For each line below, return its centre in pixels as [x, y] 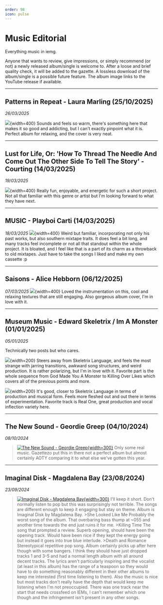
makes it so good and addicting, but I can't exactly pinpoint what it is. [74, 129]
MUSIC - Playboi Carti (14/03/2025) [60, 221]
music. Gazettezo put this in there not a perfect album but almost [82, 453]
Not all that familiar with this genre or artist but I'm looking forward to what [79, 196]
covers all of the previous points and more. [48, 381]
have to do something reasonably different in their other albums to [83, 572]
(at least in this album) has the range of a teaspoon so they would [82, 567]
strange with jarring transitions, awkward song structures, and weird [73, 365]
